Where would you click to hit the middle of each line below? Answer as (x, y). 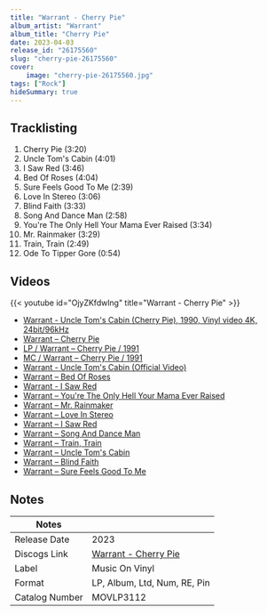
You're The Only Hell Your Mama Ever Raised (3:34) (118, 225)
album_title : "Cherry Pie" (60, 34)
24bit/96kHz (46, 329)
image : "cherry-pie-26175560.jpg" (90, 76)
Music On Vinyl (123, 568)
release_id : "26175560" (54, 51)
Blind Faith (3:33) (55, 206)
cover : (22, 68)
